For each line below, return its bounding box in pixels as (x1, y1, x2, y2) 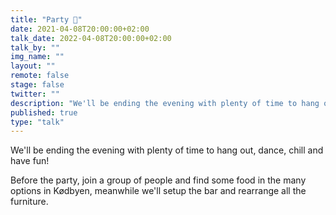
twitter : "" (10, 89, 60, 99)
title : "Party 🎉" (10, 14, 83, 25)
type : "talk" (10, 117, 65, 127)
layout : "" (10, 61, 56, 71)
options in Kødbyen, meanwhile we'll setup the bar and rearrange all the (10, 185, 307, 197)
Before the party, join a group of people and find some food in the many (10, 174, 307, 186)
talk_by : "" (10, 42, 60, 53)
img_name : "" (10, 52, 65, 62)
